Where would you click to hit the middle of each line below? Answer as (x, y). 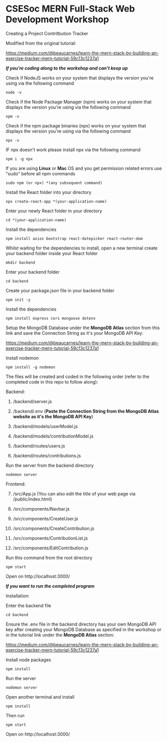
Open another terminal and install (40, 697)
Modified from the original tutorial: (41, 43)
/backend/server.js (32, 401)
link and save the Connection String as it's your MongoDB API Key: (74, 333)
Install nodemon (22, 358)
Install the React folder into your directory (49, 192)
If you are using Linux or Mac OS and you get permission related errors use (84, 168)
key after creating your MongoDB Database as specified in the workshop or (84, 629)
